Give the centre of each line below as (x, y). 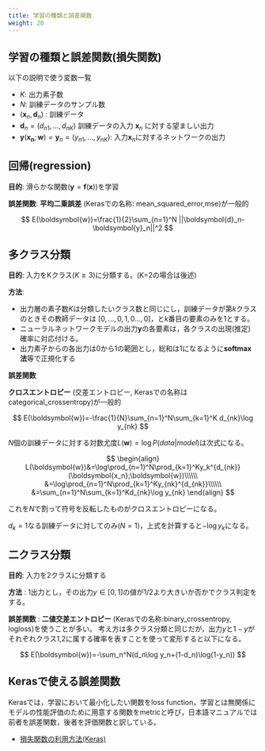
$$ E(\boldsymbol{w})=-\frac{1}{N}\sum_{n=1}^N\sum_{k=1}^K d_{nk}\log (133, 418)
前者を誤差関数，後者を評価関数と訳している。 (84, 722)
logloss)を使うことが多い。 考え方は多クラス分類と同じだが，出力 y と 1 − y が (132, 629)
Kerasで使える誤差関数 (64, 682)
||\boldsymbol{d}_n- (212, 219)
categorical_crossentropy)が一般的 (65, 402)
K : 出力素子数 (42, 94)
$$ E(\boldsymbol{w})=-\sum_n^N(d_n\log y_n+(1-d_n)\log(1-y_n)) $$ (133, 654)
